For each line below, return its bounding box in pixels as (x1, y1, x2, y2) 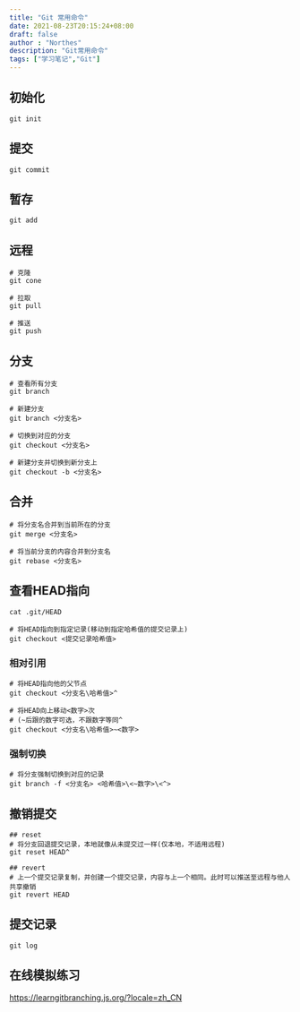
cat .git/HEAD (9, 607, 63, 616)
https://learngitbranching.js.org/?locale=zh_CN (9, 991, 183, 1003)
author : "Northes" (9, 38, 82, 47)
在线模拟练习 (9, 968, 81, 983)
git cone (9, 277, 42, 286)
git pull (9, 302, 42, 311)
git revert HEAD (9, 890, 70, 900)
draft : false (9, 30, 58, 39)
